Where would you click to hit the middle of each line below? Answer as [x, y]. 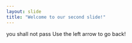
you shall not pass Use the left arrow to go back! [66, 34]
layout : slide [24, 11]
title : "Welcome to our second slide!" [56, 17]
